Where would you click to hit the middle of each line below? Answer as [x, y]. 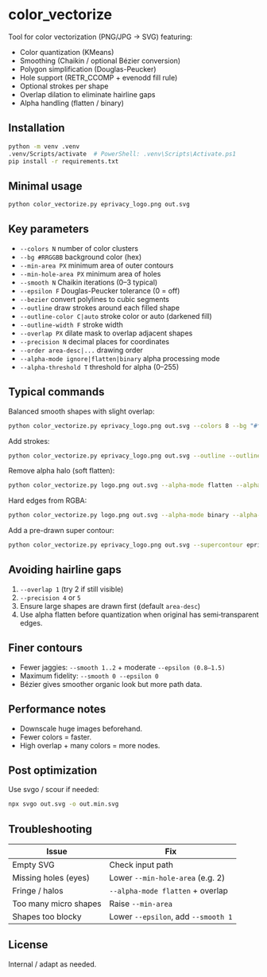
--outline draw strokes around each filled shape [100, 308]
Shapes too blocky [47, 916]
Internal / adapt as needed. [52, 964]
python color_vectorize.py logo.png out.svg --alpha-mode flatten [120, 485]
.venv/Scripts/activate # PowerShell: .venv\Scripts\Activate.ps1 [122, 154]
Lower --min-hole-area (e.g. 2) [167, 878]
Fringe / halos [38, 891]
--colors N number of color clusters [79, 248]
